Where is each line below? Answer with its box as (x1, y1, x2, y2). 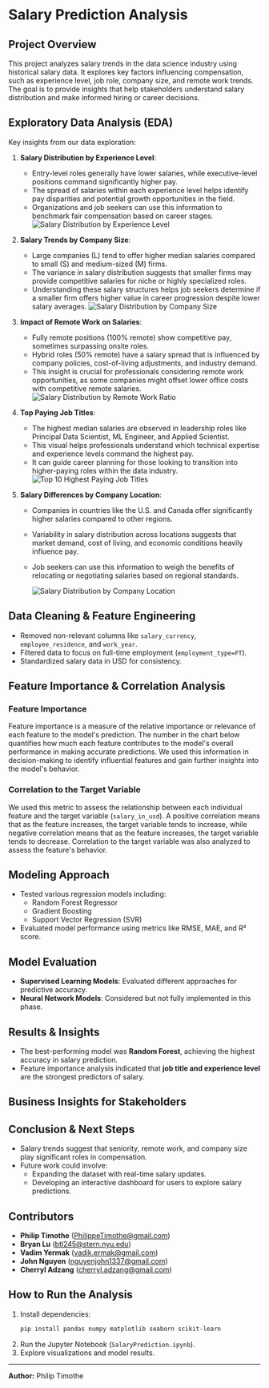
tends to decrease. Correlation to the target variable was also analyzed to (8, 836, 251, 846)
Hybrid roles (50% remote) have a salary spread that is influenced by (31, 349, 260, 359)
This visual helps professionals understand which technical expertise (31, 440, 260, 450)
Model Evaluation (8, 955, 98, 969)
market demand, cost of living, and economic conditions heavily (31, 538, 243, 547)
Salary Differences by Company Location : (19, 490, 162, 499)
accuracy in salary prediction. (19, 1055, 118, 1065)
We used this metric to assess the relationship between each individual (8, 802, 243, 812)
